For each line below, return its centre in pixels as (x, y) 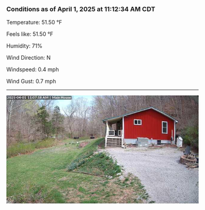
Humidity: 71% (24, 46)
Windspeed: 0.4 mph (33, 69)
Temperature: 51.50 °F (34, 23)
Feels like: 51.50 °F (30, 34)
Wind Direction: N (28, 58)
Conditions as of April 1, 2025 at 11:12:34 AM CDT (81, 9)
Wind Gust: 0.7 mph (31, 82)
